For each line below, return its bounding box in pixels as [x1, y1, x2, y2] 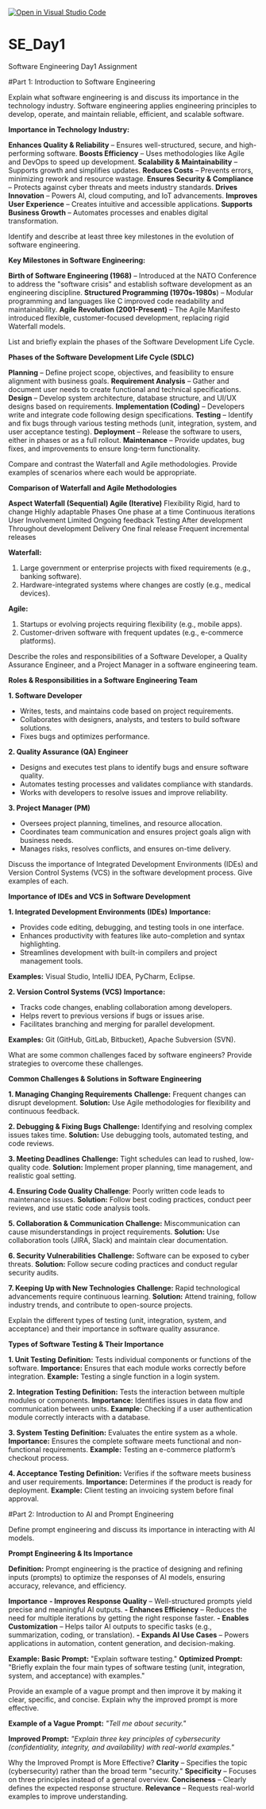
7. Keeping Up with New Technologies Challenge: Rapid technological [8, 1283, 241, 1292]
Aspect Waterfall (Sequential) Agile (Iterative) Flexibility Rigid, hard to [8, 498, 241, 508]
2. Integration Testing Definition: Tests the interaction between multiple [8, 1387, 245, 1396]
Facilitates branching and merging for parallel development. [19, 1019, 215, 1029]
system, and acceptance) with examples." [8, 1671, 145, 1680]
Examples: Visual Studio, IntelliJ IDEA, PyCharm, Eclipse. [8, 971, 195, 981]
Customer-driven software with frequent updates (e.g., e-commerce [19, 627, 244, 637]
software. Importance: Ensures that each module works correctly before [8, 1363, 246, 1372]
